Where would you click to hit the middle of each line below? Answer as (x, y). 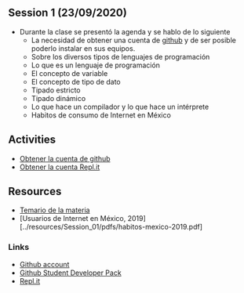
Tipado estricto (56, 90)
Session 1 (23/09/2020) (67, 13)
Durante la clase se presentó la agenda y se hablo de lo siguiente (125, 31)
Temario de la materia (55, 210)
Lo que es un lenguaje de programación (96, 65)
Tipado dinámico (58, 98)
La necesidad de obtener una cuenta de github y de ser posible (134, 40)
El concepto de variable (69, 73)
